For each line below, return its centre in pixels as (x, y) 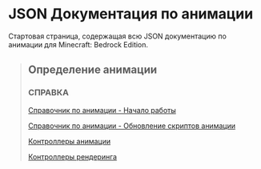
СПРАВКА (48, 93)
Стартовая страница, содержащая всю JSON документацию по (117, 36)
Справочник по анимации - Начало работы (102, 110)
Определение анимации (92, 70)
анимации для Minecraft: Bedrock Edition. (78, 44)
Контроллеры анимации (69, 141)
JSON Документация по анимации (131, 14)
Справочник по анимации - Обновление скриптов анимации (132, 126)
